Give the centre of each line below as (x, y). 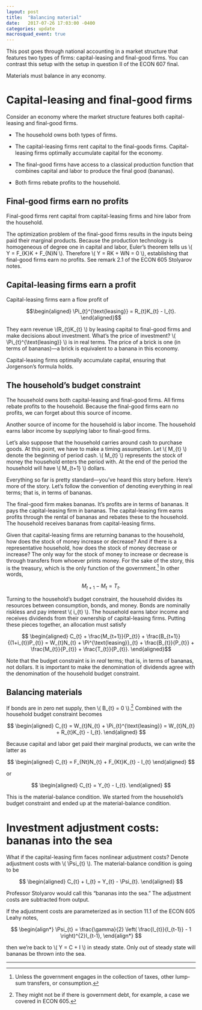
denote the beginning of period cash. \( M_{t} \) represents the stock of (94, 455)
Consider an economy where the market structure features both (85, 117)
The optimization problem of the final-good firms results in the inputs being (99, 234)
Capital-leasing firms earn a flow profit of (57, 299)
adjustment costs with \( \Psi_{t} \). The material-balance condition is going (99, 864)
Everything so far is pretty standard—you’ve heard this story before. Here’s (99, 480)
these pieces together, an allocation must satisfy (66, 624)
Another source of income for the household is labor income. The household (101, 424)
